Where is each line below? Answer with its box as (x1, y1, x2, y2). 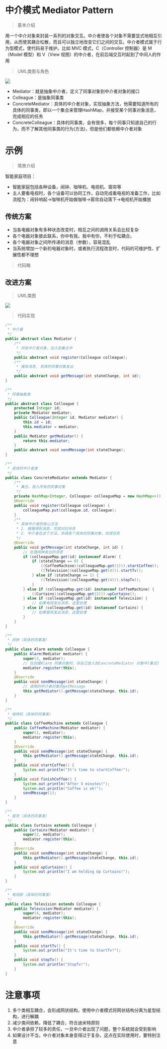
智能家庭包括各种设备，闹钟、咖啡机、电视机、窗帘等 (12, 183, 122, 190)
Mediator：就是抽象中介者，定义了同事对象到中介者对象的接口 (12, 88, 140, 94)
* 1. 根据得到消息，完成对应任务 (16, 526, 76, 531)
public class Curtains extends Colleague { (5, 823, 97, 828)
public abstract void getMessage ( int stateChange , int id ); (14, 373, 141, 379)
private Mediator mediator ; (14, 410, 72, 415)
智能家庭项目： (5, 173, 36, 179)
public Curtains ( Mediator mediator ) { (14, 828, 94, 833)
